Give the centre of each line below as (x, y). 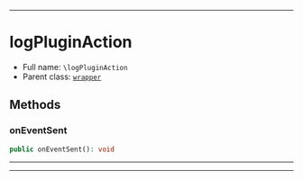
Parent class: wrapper (62, 76)
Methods (35, 105)
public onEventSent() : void (62, 149)
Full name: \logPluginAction (75, 67)
